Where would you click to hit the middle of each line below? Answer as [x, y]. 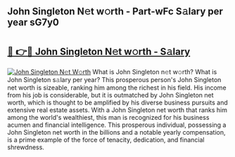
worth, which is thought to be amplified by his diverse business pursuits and [118, 102]
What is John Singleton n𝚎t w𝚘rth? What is [155, 72]
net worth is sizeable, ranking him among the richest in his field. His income [117, 88]
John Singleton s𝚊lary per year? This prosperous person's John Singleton [114, 80]
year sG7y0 [33, 23]
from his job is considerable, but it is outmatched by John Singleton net [110, 95]
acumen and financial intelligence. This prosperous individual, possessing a [117, 125]
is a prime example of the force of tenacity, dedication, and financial [106, 140]
